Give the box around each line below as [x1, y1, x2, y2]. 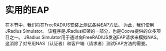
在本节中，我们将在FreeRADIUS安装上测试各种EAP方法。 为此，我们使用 [5, 22, 154, 28]
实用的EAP [5, 4, 49, 16]
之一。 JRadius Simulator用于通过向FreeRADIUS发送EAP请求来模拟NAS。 [9, 34, 161, 40]
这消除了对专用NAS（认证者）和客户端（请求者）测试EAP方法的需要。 [5, 40, 150, 46]
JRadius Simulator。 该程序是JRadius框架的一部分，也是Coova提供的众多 [5, 28, 156, 34]
